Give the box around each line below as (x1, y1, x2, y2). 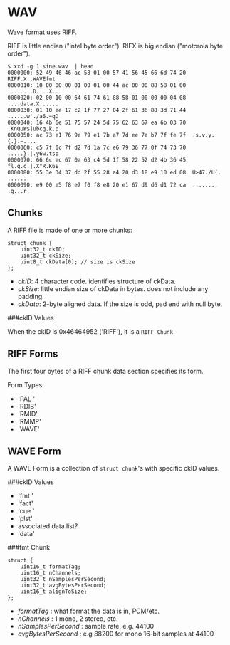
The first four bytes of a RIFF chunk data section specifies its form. (7, 367, 204, 375)
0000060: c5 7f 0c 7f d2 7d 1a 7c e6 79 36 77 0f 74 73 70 (7, 144, 187, 151)
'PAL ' (17, 394, 36, 403)
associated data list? (17, 522, 78, 530)
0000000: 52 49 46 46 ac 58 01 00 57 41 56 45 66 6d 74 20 (7, 69, 187, 76)
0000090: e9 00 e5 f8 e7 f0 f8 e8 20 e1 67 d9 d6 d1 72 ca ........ (7, 181, 219, 189)
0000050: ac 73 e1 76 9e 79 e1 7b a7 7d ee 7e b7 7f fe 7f (7, 131, 187, 139)
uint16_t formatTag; (20, 563, 81, 570)
